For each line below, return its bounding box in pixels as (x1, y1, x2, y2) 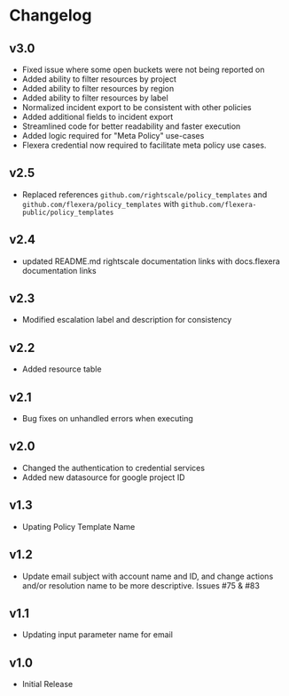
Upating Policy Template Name (21, 521, 136, 532)
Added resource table (21, 364, 102, 374)
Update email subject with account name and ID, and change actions (21, 571, 274, 581)
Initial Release (21, 679, 74, 690)
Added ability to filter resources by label (21, 92, 168, 103)
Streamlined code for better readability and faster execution (21, 121, 241, 132)
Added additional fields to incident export (21, 112, 174, 122)
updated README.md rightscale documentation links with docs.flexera (21, 255, 281, 267)
